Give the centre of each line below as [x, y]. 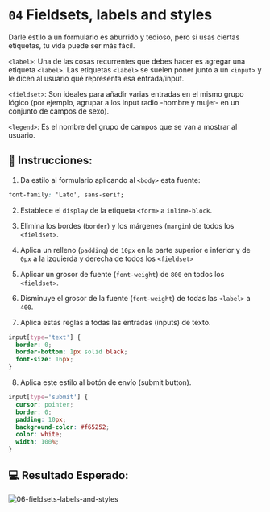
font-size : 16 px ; [45, 360]
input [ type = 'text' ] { [45, 337]
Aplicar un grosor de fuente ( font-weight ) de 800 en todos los [122, 274]
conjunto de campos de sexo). [59, 111]
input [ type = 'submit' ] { [48, 397]
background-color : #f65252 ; [63, 427]
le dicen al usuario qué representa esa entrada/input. [96, 78]
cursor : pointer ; [45, 404]
